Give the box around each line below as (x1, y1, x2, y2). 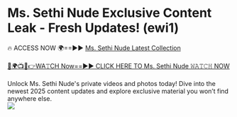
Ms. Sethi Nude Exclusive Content (7, 5, 212, 21)
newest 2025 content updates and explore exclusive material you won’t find (7, 87, 229, 95)
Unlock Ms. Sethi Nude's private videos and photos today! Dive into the (7, 79, 216, 87)
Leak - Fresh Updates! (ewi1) (7, 20, 180, 36)
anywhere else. (7, 94, 52, 103)
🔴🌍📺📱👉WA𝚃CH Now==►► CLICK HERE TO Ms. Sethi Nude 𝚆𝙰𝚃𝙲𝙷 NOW (7, 61, 231, 70)
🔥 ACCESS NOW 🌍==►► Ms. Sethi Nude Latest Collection (7, 44, 181, 52)
